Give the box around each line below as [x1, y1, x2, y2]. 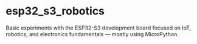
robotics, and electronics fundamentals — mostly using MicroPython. [5, 30, 179, 37]
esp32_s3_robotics [5, 4, 105, 18]
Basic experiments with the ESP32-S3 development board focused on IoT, [5, 24, 192, 31]
